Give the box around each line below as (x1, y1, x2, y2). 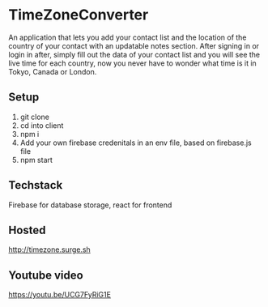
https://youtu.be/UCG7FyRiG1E (8, 290, 112, 300)
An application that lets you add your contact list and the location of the (8, 32, 247, 42)
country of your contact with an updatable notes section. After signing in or (8, 41, 260, 50)
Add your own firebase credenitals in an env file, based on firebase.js (19, 138, 253, 147)
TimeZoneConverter (8, 6, 149, 24)
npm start (19, 155, 53, 164)
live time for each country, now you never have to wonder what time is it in (8, 58, 257, 68)
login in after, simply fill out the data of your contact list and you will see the (8, 49, 261, 59)
